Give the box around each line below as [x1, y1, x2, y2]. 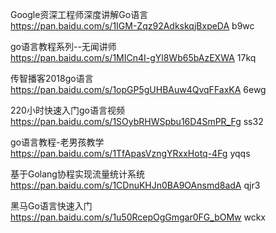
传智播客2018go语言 [10, 73, 94, 84]
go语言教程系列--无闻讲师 [10, 41, 117, 52]
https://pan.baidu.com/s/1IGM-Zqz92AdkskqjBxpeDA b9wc [10, 20, 255, 32]
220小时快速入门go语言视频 [10, 104, 125, 116]
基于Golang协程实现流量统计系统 [10, 168, 145, 180]
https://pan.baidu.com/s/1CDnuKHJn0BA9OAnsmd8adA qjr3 [10, 179, 261, 191]
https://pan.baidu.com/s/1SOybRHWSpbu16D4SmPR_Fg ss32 [10, 116, 264, 127]
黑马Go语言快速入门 [10, 200, 93, 212]
